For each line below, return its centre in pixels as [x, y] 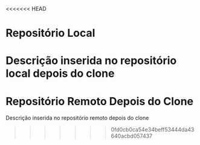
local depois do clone [60, 73]
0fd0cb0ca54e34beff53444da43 [153, 130]
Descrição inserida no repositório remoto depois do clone [77, 118]
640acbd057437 [132, 136]
